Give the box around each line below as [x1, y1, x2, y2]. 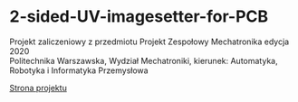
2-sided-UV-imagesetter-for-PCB [9, 6, 269, 27]
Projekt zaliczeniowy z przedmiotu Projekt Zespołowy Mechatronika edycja [9, 36, 290, 47]
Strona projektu [9, 82, 68, 93]
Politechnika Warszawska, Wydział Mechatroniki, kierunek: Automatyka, [9, 55, 278, 66]
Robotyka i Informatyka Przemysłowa [9, 65, 149, 76]
